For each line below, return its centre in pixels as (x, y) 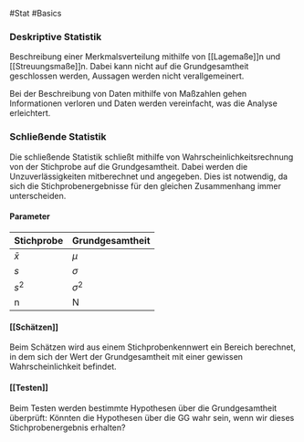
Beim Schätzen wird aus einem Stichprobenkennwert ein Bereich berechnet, (153, 347)
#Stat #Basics (36, 13)
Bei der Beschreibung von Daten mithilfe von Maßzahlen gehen (128, 94)
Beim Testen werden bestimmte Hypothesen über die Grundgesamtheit (143, 408)
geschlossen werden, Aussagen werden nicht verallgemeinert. (127, 76)
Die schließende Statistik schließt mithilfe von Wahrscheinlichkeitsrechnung (152, 157)
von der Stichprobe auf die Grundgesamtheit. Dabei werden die (129, 166)
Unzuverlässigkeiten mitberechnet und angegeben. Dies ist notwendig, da (149, 176)
